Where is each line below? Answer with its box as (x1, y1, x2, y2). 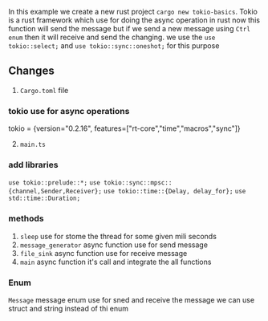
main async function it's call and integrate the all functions (19, 257, 212, 266)
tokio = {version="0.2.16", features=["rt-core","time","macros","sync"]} (8, 124, 241, 133)
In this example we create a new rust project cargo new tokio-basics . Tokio (8, 7, 258, 16)
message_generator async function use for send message (19, 240, 209, 250)
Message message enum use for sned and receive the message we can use (8, 295, 255, 304)
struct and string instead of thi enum (8, 304, 129, 313)
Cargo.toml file (19, 85, 69, 95)
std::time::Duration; (8, 194, 81, 203)
